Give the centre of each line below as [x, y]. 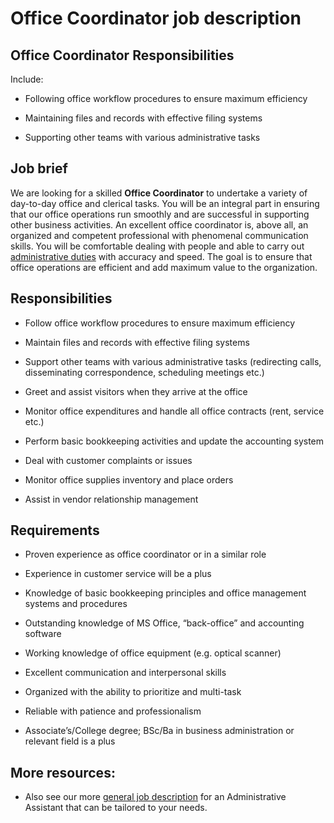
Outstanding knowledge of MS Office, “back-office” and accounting [164, 623]
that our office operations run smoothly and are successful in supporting [160, 214]
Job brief [39, 168]
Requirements [55, 530]
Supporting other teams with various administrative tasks [142, 137]
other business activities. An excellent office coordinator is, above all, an [159, 224]
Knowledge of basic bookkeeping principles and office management [165, 593]
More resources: [63, 772]
